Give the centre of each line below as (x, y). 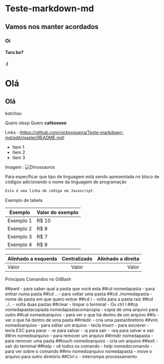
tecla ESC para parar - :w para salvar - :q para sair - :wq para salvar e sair (80, 330)
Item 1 (18, 147)
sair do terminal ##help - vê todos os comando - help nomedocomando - (79, 346)
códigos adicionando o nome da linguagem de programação (66, 182)
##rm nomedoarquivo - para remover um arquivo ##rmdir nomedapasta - (79, 336)
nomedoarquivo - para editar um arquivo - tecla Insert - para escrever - (77, 325)
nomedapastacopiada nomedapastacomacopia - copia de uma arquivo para (82, 309)
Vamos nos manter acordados (52, 27)
